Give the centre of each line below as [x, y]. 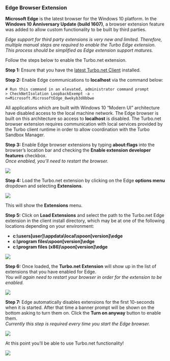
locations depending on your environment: [50, 226]
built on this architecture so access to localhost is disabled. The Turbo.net [83, 118]
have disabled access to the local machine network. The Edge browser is [82, 113]
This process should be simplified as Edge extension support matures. [79, 51]
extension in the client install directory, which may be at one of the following [85, 221]
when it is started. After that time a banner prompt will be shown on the [80, 307]
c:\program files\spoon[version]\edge [54, 242]
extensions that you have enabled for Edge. [51, 272]
